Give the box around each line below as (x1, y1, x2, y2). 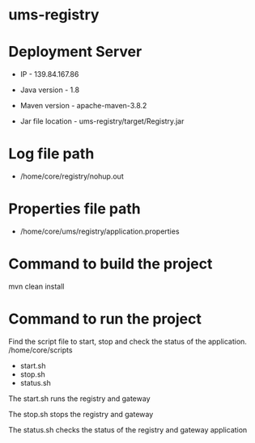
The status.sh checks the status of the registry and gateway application (8, 424, 248, 434)
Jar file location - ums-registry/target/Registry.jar (19, 116, 185, 126)
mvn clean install (8, 281, 65, 291)
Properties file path (8, 200, 141, 218)
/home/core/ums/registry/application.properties (19, 226, 180, 236)
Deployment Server (8, 43, 142, 61)
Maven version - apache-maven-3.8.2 (19, 101, 147, 111)
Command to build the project (8, 255, 213, 273)
